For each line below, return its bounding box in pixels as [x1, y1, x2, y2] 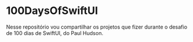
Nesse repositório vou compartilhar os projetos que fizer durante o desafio [6, 23, 188, 30]
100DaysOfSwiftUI [6, 4, 98, 17]
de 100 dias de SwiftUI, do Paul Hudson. [6, 29, 104, 36]
